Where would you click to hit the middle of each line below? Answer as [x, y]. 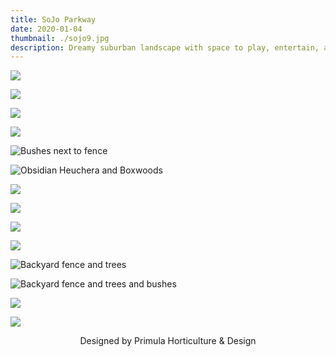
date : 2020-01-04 [46, 29]
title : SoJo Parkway [53, 19]
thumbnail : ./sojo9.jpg [60, 38]
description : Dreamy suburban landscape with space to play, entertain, [165, 47]
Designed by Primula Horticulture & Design [168, 341]
